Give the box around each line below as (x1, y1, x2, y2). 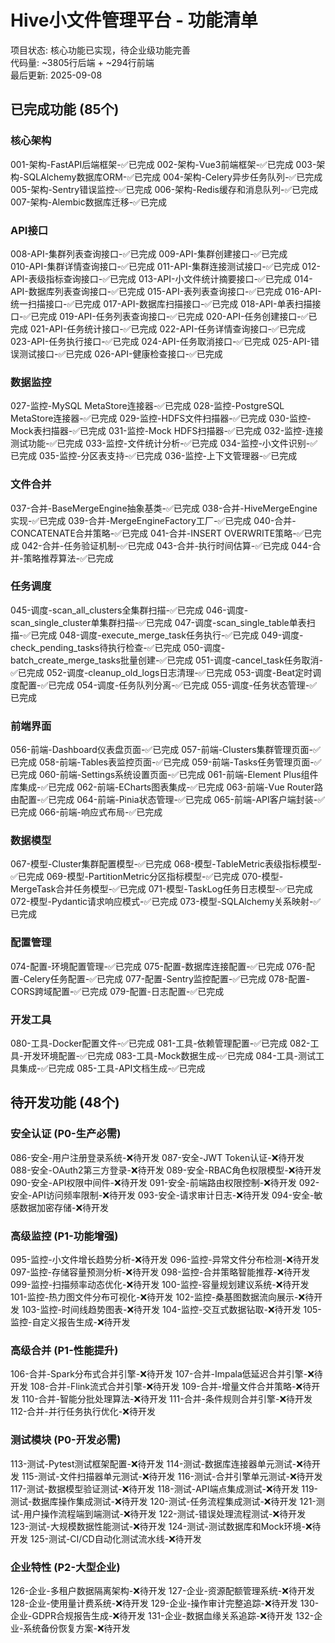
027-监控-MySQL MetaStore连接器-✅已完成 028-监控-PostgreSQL (10, 400, 285, 412)
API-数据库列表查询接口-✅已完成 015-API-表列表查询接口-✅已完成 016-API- (10, 285, 322, 297)
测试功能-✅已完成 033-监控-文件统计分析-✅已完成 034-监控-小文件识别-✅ (10, 437, 318, 450)
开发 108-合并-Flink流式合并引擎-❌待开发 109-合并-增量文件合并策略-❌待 (10, 1381, 312, 1393)
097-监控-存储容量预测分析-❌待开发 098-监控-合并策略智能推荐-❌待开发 (10, 1266, 311, 1278)
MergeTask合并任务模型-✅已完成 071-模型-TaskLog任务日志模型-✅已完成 (10, 883, 313, 895)
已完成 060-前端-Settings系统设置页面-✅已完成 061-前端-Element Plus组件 (10, 769, 319, 781)
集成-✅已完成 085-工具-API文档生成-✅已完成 (18, 1062, 206, 1074)
